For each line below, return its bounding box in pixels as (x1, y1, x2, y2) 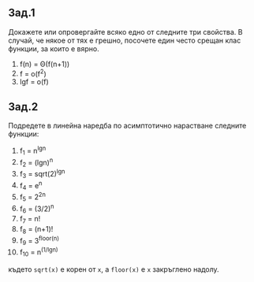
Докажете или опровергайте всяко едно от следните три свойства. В (8, 27, 243, 36)
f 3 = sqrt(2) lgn (19, 168, 65, 180)
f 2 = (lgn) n (19, 156, 54, 169)
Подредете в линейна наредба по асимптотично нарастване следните (8, 121, 247, 131)
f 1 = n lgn (19, 145, 47, 157)
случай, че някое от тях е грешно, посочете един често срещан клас (8, 35, 241, 45)
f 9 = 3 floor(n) (19, 234, 59, 247)
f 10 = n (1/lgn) (19, 246, 58, 258)
